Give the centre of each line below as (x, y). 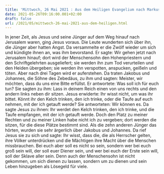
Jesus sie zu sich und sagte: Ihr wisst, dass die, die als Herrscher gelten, (78, 135)
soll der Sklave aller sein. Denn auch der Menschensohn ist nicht (70, 156)
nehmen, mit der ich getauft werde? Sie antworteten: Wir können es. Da (77, 104)
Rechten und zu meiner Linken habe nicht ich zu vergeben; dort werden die (81, 120)
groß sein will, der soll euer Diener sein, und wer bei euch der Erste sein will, (82, 151)
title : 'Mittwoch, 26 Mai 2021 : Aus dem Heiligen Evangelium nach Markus (83, 10)
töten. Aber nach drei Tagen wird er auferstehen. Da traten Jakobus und (77, 73)
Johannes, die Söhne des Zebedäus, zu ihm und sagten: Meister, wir (74, 78)
